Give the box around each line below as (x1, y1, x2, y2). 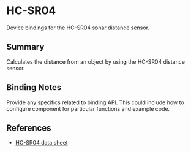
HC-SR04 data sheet (15, 139, 69, 146)
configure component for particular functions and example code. (6, 105, 170, 112)
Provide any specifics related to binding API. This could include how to (6, 99, 185, 106)
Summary (6, 42, 45, 52)
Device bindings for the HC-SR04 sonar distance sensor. (6, 24, 150, 31)
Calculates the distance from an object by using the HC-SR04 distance (6, 58, 185, 65)
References (6, 123, 51, 133)
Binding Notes (6, 82, 62, 93)
